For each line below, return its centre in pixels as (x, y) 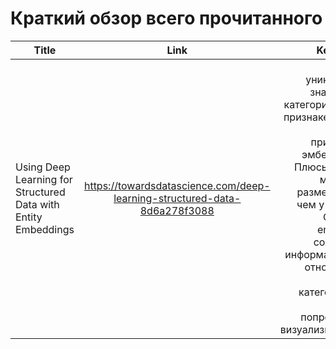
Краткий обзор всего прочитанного (166, 18)
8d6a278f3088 (177, 210)
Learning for (44, 179)
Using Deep (43, 167)
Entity (29, 217)
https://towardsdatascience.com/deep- (177, 185)
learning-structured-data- (177, 198)
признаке (306, 117)
